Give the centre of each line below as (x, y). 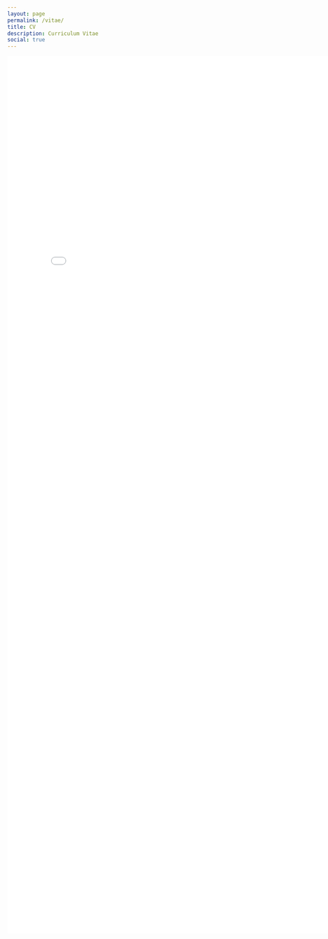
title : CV (22, 27)
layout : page (26, 14)
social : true (26, 40)
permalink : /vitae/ (36, 20)
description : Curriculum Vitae (53, 33)
